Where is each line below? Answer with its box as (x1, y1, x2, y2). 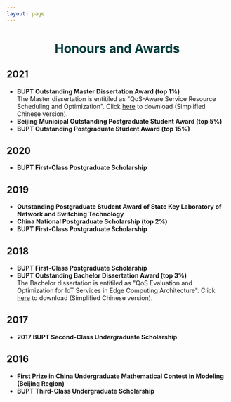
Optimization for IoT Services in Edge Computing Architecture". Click (16, 286, 216, 295)
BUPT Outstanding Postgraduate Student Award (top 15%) (16, 124, 190, 133)
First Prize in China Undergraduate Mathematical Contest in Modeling (16, 372, 224, 380)
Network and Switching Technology (16, 210, 124, 219)
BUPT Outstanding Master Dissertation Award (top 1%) (16, 87, 180, 96)
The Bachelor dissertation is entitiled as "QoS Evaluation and (16, 279, 192, 287)
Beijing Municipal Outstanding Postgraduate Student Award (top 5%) (16, 117, 223, 125)
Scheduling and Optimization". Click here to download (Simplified (16, 102, 206, 110)
